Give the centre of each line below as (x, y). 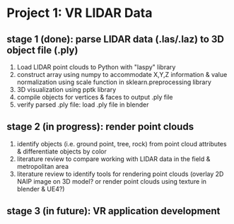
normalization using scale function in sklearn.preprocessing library (114, 82)
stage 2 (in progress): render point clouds (100, 127)
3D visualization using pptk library (66, 89)
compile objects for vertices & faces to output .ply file (95, 97)
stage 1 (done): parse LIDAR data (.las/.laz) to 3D (115, 39)
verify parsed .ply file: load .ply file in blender (83, 105)
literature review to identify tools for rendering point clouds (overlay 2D (120, 174)
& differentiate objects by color (62, 151)
